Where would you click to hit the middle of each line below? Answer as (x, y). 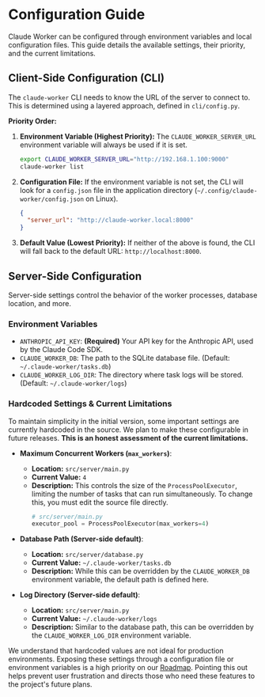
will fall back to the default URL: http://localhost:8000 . (110, 252)
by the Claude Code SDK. (61, 350)
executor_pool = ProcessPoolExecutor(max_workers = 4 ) (120, 524)
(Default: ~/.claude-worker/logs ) (73, 383)
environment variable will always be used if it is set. (104, 145)
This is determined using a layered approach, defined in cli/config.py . (124, 105)
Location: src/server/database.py (87, 555)
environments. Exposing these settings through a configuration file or (121, 659)
